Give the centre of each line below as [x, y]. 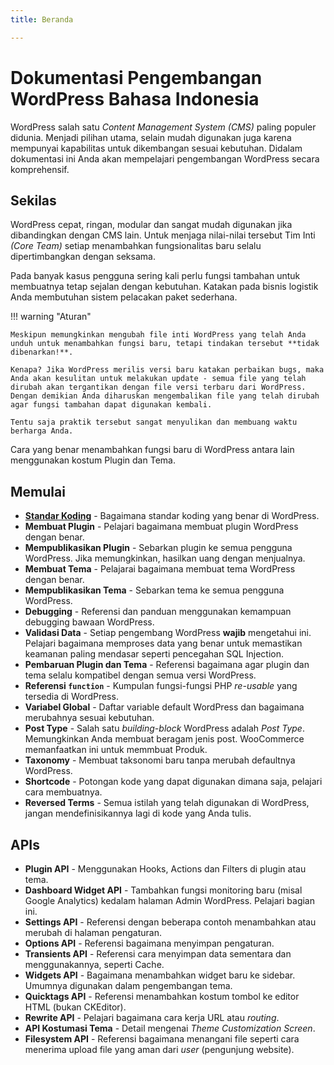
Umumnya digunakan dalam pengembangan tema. [128, 985]
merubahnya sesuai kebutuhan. [89, 718]
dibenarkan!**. [42, 352]
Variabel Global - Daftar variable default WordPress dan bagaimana [164, 707]
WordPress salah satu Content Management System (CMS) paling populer [163, 127]
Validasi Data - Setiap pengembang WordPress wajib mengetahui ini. [168, 633]
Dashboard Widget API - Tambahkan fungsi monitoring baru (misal [163, 890]
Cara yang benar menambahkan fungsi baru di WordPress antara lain [152, 450]
